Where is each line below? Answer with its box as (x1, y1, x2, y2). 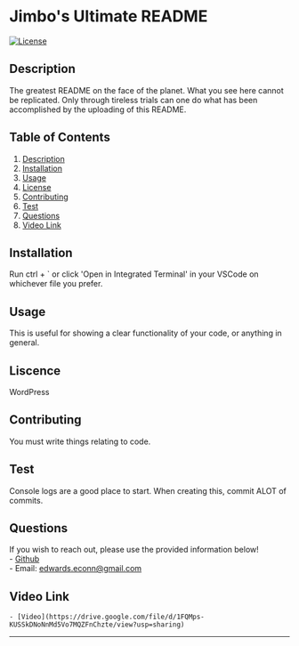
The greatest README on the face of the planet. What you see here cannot (9, 85, 285, 95)
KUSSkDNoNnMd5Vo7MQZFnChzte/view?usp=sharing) (9, 620, 185, 629)
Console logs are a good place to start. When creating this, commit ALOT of (9, 485, 287, 496)
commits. (9, 495, 44, 505)
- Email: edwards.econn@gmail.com (9, 563, 142, 574)
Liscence (9, 363, 61, 378)
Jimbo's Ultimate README (9, 6, 208, 27)
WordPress (9, 387, 51, 397)
